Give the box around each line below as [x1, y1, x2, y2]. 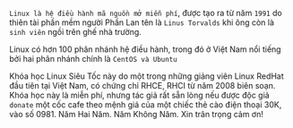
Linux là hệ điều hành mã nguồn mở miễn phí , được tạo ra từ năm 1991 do [9, 8, 282, 18]
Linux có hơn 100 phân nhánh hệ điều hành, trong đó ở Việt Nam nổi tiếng [9, 44, 281, 55]
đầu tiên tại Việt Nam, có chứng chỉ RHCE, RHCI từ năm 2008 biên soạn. [9, 81, 276, 90]
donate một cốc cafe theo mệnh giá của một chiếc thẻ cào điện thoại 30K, [9, 99, 282, 110]
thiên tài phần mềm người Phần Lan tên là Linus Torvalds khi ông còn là [9, 17, 275, 28]
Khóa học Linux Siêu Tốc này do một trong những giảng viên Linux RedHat [9, 71, 284, 81]
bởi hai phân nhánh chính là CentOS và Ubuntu [9, 54, 177, 64]
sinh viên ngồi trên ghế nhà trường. [9, 27, 142, 37]
